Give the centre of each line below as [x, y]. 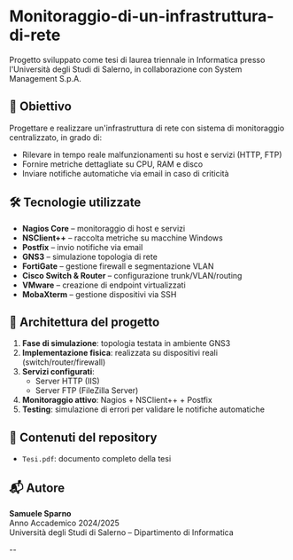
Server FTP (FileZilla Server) [87, 390]
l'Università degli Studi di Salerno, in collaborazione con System [126, 69]
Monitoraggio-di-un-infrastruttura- [142, 16]
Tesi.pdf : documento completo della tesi [96, 459]
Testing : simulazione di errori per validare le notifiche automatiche [143, 409]
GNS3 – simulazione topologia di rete [89, 256]
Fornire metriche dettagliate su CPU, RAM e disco [112, 164]
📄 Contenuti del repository [83, 437]
